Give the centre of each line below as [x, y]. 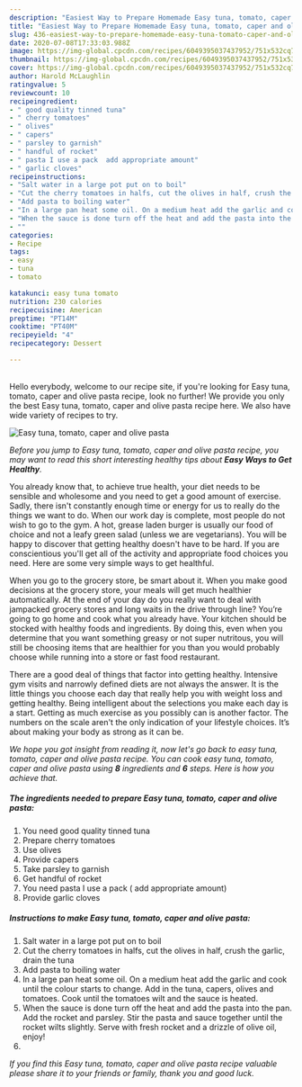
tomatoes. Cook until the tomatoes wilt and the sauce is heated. [140, 998]
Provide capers [50, 859]
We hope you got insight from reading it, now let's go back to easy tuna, [143, 749]
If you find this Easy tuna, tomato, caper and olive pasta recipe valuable [143, 1064]
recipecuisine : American [56, 310]
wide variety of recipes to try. [64, 415]
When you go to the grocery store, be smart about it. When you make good [148, 580]
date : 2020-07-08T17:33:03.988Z [70, 43]
